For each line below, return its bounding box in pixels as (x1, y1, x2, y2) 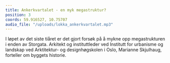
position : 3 (5, 12, 31, 17)
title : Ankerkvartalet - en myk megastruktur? (5, 7, 107, 13)
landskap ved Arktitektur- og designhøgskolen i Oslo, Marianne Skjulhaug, (5, 47, 162, 53)
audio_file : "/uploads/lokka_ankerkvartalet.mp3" (5, 22, 114, 27)
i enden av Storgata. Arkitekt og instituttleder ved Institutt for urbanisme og (5, 41, 164, 48)
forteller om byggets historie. (5, 52, 67, 58)
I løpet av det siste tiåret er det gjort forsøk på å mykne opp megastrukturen (5, 36, 165, 42)
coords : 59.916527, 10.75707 (5, 17, 68, 22)
